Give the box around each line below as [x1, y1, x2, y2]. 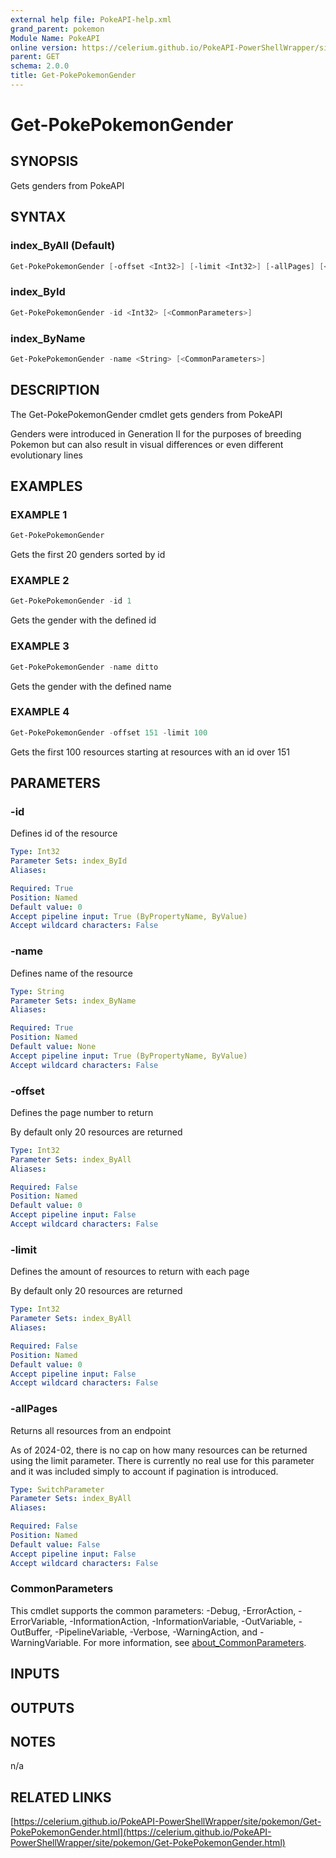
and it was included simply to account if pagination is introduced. [10, 1465, 279, 1477]
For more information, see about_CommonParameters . [83, 1636, 307, 1648]
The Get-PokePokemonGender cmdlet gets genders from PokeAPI [10, 408, 283, 420]
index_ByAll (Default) [10, 239, 116, 253]
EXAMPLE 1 [10, 507, 68, 521]
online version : [10, 42, 78, 53]
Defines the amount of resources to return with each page [10, 1266, 250, 1278]
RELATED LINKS [10, 1789, 112, 1806]
